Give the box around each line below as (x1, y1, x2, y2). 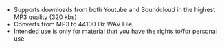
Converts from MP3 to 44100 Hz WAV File (13, 20, 133, 28)
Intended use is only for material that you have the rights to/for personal (13, 27, 218, 35)
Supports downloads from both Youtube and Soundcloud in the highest (13, 6, 216, 14)
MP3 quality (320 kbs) (13, 13, 77, 21)
